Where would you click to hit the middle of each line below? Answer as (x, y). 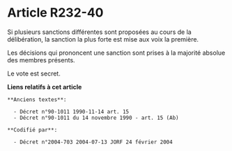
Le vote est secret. (34, 73)
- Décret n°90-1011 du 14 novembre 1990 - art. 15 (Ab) (96, 118)
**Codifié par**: (32, 130)
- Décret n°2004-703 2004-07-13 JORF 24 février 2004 (93, 142)
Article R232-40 (55, 13)
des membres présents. (41, 60)
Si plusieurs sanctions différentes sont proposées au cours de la (99, 32)
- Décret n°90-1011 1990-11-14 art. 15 (71, 112)
